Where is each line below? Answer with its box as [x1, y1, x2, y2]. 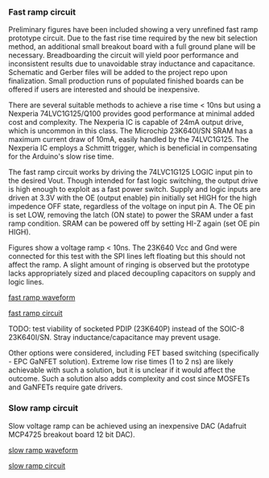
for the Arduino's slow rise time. [8, 152, 114, 161]
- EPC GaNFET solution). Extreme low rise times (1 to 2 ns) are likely [8, 357, 234, 367]
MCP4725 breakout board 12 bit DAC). [8, 430, 135, 439]
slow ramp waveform [8, 445, 79, 455]
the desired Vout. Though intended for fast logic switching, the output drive [8, 176, 259, 185]
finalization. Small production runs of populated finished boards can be [8, 76, 244, 86]
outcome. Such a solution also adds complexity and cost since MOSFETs [8, 374, 250, 384]
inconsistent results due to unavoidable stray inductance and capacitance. [8, 59, 255, 69]
